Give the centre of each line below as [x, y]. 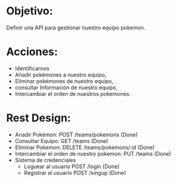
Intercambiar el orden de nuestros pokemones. [73, 93]
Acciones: [32, 52]
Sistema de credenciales [45, 160]
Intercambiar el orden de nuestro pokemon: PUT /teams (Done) [93, 153]
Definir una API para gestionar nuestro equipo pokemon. [76, 28]
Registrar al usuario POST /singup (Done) [75, 172]
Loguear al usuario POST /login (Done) [72, 166]
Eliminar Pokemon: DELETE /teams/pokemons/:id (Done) [85, 147]
